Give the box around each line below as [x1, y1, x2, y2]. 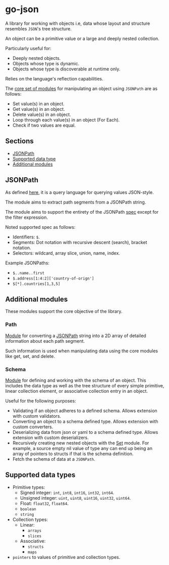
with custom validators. [12, 413, 62, 419]
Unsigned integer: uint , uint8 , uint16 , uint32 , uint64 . [20, 495, 131, 501]
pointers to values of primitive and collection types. [12, 554, 121, 560]
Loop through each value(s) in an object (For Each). [12, 116, 120, 123]
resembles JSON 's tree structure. [5, 25, 72, 31]
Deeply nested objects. [12, 55, 61, 61]
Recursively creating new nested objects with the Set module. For [12, 439, 149, 446]
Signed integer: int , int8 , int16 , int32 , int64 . [20, 490, 115, 496]
